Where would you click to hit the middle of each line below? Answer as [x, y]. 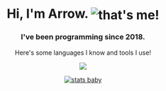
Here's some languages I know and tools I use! [83, 53]
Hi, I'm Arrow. [48, 14]
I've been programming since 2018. [83, 37]
